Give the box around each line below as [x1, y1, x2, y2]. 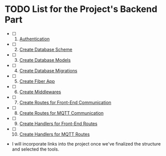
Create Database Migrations [19, 67, 77, 73]
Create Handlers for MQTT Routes [19, 131, 90, 137]
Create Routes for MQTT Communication [19, 110, 104, 116]
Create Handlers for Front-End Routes [19, 121, 98, 127]
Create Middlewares [19, 89, 61, 95]
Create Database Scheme [19, 46, 72, 52]
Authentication [19, 36, 50, 42]
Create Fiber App [19, 78, 55, 84]
